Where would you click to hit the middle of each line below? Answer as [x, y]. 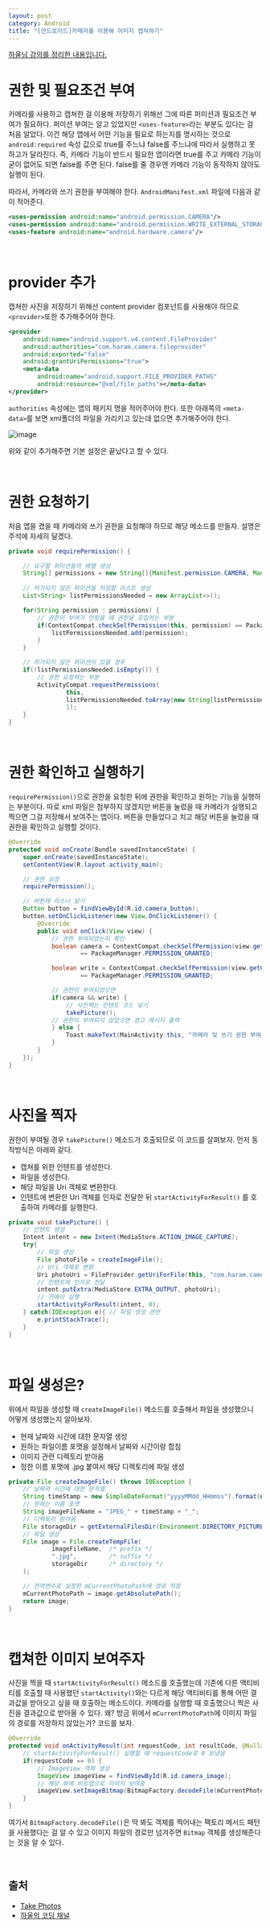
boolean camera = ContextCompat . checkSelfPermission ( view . [152, 946]
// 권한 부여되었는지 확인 [88, 939]
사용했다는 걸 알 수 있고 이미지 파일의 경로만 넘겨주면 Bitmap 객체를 [122, 1832]
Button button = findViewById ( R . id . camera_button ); [111, 909]
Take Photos [41, 1905]
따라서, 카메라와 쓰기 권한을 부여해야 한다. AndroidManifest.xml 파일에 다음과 [130, 192]
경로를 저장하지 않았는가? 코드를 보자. [75, 1723]
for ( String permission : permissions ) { [91, 610]
